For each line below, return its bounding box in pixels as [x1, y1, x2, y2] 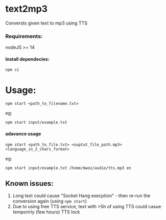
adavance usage [5, 131, 41, 137]
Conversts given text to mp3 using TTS [5, 20, 88, 26]
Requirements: [5, 33, 43, 40]
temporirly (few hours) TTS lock [12, 209, 80, 215]
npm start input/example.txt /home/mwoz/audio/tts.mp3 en [5, 165, 131, 170]
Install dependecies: [5, 56, 50, 62]
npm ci [5, 67, 19, 72]
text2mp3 [5, 3, 48, 15]
